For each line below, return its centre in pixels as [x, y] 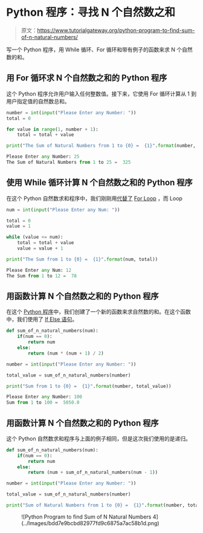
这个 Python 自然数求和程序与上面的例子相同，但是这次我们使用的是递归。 [99, 438]
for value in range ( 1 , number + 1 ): [52, 129]
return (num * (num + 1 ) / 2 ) [66, 353]
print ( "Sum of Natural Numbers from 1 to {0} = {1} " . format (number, [96, 505]
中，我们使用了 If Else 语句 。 [42, 319]
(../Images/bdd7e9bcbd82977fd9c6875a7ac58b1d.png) [90, 523]
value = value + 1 [40, 248]
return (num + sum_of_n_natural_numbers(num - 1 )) [93, 473]
